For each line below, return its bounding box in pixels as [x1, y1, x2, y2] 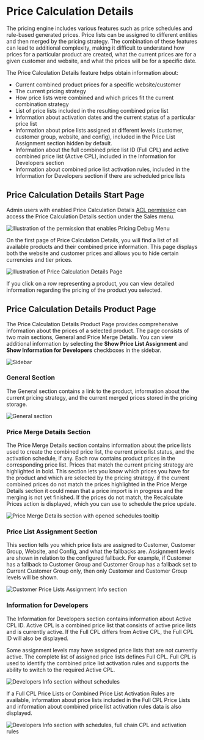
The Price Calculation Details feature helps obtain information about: [6, 69, 179, 76]
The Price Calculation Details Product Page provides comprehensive [6, 320, 178, 327]
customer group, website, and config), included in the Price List [15, 133, 175, 140]
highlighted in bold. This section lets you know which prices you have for [6, 468, 190, 475]
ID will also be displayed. [6, 635, 69, 642]
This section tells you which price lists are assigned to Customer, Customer [6, 541, 196, 549]
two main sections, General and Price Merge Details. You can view [6, 333, 173, 341]
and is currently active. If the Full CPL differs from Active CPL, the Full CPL [6, 628, 194, 635]
